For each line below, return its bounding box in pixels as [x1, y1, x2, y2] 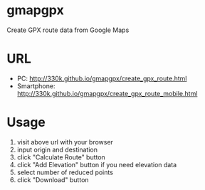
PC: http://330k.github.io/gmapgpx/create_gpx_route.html [16, 74, 187, 83]
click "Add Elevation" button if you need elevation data [16, 160, 177, 169]
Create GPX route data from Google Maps [6, 26, 130, 34]
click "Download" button [16, 175, 90, 184]
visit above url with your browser [16, 137, 113, 146]
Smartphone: [16, 81, 56, 90]
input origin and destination [16, 145, 98, 154]
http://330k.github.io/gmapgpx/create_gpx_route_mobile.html [16, 89, 198, 97]
